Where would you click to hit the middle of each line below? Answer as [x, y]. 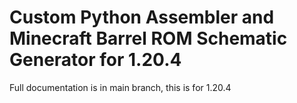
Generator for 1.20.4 [95, 60]
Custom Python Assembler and [142, 17]
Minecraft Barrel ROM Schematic [148, 38]
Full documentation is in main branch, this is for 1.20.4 [120, 87]
